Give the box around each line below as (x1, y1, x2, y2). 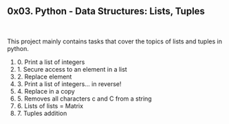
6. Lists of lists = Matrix (17, 101, 84, 110)
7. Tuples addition (17, 109, 67, 117)
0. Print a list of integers (17, 58, 85, 66)
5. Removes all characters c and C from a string (17, 94, 153, 103)
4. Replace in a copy (17, 87, 76, 95)
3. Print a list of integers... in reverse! (17, 79, 122, 88)
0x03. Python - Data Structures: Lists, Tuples (7, 6, 205, 17)
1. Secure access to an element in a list (17, 65, 127, 73)
